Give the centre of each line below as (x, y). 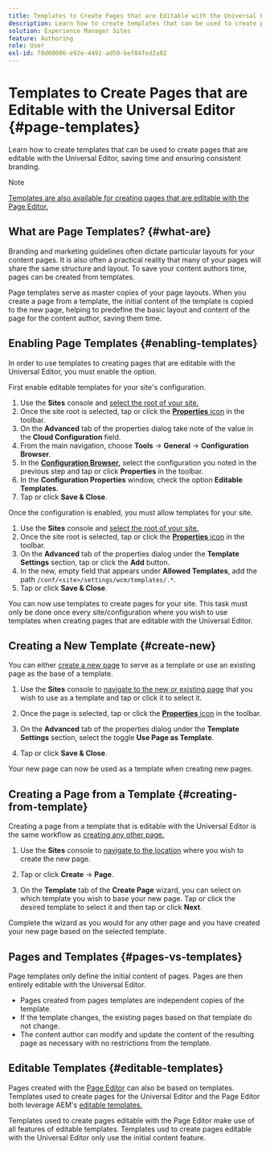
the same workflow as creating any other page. (86, 835)
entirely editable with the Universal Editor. (77, 985)
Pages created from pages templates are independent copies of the (132, 1000)
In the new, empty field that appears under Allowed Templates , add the (138, 571)
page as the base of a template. (61, 674)
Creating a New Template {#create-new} (112, 645)
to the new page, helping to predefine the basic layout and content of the (129, 309)
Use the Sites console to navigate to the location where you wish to (132, 850)
